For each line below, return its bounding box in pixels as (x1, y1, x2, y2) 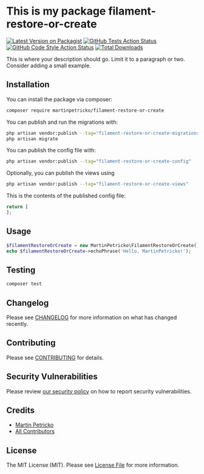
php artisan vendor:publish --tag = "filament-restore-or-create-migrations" (6, 130, 202, 136)
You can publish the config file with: (6, 147, 96, 154)
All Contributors (15, 428, 55, 435)
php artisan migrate (6, 135, 59, 142)
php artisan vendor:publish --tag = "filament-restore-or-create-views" (6, 181, 189, 188)
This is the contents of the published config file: (6, 192, 126, 200)
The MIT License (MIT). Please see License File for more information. (6, 461, 179, 469)
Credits (6, 405, 35, 415)
